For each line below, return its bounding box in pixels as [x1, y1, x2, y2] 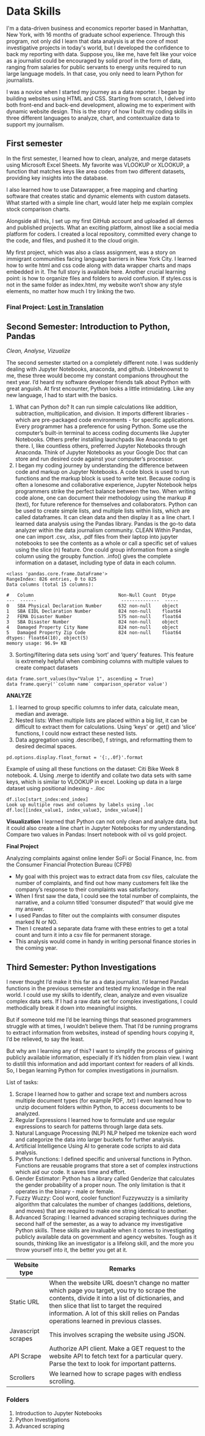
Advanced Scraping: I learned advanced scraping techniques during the [15, 1214, 197, 1221]
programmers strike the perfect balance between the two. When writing [15, 487, 196, 495]
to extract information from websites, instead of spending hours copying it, [6, 1029, 195, 1037]
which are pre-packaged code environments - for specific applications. [15, 417, 195, 424]
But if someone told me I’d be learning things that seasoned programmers [6, 1016, 192, 1024]
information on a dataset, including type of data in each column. [15, 559, 176, 566]
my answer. [15, 905, 45, 913]
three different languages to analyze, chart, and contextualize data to [6, 114, 180, 122]
